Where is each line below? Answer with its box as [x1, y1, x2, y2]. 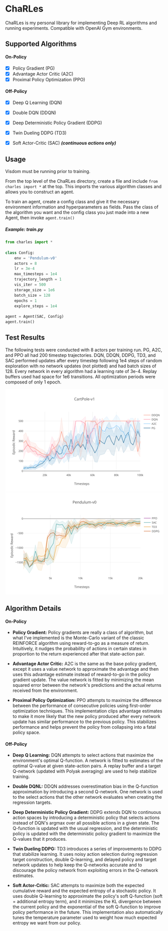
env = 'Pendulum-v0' [14, 255, 57, 260]
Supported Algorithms [5, 40, 77, 48]
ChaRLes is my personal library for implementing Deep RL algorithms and [5, 20, 157, 26]
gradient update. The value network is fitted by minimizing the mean [12, 677, 154, 683]
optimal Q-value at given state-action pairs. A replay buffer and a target [12, 763, 161, 769]
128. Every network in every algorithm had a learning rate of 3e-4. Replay [5, 368, 157, 374]
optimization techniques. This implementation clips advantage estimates [12, 708, 162, 714]
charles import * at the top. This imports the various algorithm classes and [5, 184, 162, 190]
